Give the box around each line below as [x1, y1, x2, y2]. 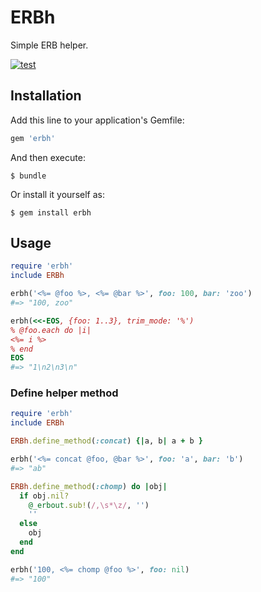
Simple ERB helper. [10, 39, 89, 51]
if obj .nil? [19, 491, 70, 501]
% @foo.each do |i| [10, 325, 92, 335]
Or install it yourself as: [10, 188, 105, 200]
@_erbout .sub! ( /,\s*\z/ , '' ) [28, 500, 150, 510]
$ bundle [10, 171, 47, 181]
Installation [10, 87, 82, 105]
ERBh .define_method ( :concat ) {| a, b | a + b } [10, 436, 203, 446]
